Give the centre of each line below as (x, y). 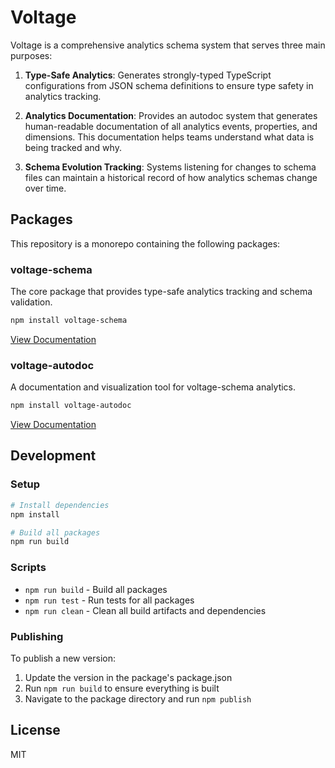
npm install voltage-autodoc (71, 406)
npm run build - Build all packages (96, 589)
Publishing (37, 636)
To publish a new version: (63, 658)
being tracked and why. (73, 147)
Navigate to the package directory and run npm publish (138, 698)
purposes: (31, 55)
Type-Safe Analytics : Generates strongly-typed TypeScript (148, 75)
